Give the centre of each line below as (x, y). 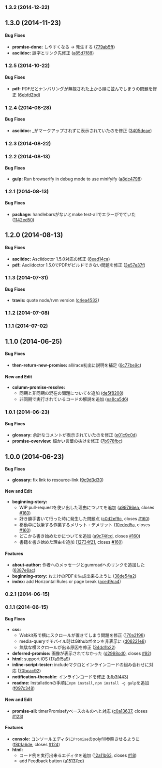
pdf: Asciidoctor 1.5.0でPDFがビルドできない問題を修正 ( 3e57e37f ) (79, 265)
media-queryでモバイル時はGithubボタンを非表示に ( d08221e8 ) (83, 641)
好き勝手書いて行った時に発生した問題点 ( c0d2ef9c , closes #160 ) (84, 519)
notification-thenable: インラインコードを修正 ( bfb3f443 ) (70, 677)
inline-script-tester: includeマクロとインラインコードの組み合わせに (81, 665)
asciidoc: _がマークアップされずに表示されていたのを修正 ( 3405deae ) (82, 131)
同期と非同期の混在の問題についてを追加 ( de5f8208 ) (71, 393)
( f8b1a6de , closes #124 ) (36, 744)
